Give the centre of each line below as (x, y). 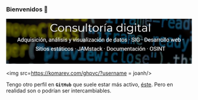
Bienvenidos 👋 (27, 9)
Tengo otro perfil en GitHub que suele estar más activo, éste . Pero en (90, 85)
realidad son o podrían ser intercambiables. (59, 91)
